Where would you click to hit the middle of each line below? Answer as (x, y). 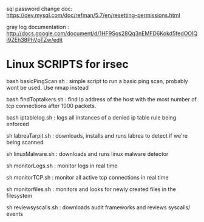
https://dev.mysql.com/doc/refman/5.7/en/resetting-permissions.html (93, 15)
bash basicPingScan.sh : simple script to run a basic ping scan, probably (97, 81)
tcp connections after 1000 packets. (51, 106)
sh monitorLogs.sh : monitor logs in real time (62, 166)
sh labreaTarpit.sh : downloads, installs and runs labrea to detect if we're (97, 135)
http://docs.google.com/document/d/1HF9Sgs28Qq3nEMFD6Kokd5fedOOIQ (102, 33)
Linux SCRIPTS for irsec (67, 65)
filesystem (19, 195)
